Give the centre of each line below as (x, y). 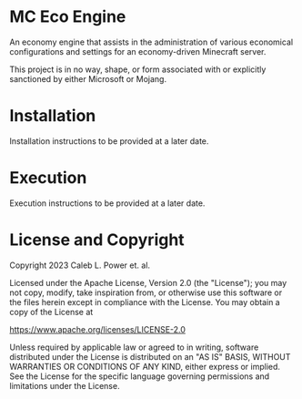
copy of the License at (51, 312)
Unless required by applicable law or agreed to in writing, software (134, 347)
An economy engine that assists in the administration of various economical (151, 42)
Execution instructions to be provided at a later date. (107, 203)
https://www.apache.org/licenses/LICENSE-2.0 (98, 329)
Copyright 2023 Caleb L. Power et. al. (80, 265)
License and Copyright (97, 240)
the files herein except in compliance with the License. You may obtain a (145, 302)
